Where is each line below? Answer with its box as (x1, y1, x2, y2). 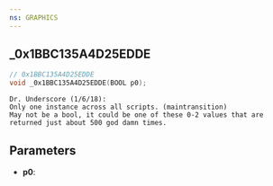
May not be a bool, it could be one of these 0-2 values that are (9, 111, 264, 120)
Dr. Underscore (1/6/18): (9, 95, 106, 104)
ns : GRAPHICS (9, 13, 59, 22)
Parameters (9, 143, 77, 158)
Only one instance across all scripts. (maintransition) (9, 102, 228, 112)
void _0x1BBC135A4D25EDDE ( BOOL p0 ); (9, 78, 147, 88)
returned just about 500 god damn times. (9, 119, 168, 128)
